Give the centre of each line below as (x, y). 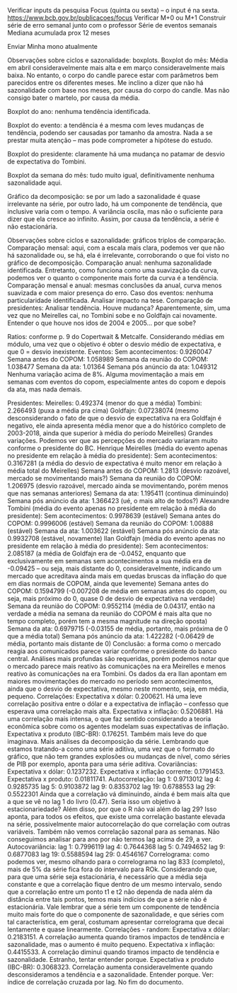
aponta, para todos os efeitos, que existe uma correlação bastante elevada (116, 816)
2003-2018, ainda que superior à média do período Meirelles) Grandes (110, 433)
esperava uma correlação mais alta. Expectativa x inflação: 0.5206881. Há (115, 711)
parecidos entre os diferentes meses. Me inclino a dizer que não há (105, 83)
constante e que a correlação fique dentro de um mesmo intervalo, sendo (115, 884)
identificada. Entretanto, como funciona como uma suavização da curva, (113, 270)
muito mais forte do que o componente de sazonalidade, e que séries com (116, 914)
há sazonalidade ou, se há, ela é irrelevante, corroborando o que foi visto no (118, 255)
